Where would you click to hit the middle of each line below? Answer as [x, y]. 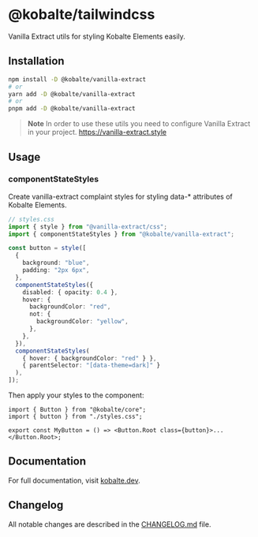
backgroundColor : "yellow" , [82, 322]
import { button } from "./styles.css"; [76, 417]
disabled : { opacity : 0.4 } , [70, 292]
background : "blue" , [56, 263]
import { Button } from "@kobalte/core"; [77, 410]
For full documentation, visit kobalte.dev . [74, 480]
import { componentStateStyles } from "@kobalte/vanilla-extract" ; [122, 234]
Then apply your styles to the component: [76, 395]
